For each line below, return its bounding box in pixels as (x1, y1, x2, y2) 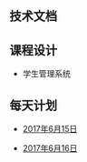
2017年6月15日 (22, 124, 78, 135)
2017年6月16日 (22, 143, 78, 154)
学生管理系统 (22, 68, 71, 79)
